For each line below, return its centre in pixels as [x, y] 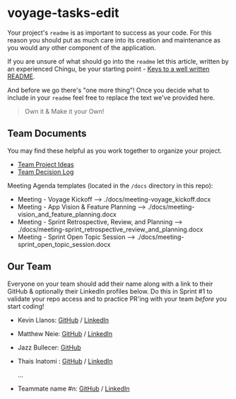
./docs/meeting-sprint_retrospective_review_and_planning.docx [110, 229]
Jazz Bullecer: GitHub [49, 347]
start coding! [26, 306]
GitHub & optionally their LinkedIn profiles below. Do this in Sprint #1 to [110, 291]
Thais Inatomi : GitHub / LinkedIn [65, 361]
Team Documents [47, 133]
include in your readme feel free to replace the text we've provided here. [111, 98]
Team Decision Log [46, 172]
